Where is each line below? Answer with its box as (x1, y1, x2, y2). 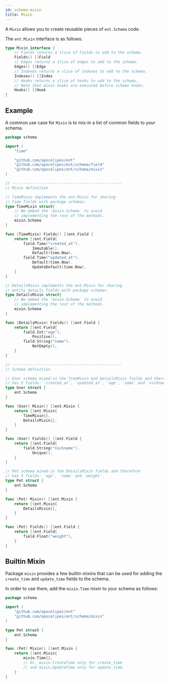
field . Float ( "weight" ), (23, 534, 73, 539)
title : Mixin (5, 12, 33, 17)
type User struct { (5, 385, 46, 391)
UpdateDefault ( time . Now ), (32, 265, 87, 270)
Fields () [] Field (14, 55, 51, 60)
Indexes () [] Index (14, 74, 53, 79)
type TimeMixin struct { (5, 204, 55, 209)
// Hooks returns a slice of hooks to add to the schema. (14, 78, 138, 83)
